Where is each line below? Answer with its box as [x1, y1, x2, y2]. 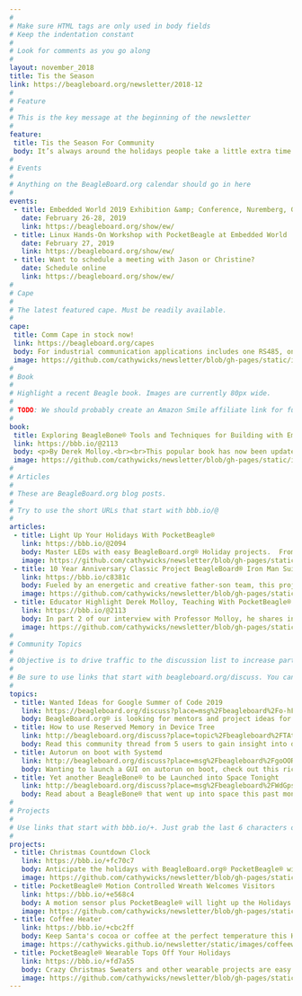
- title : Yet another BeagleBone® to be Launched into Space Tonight [13, 773, 280, 782]
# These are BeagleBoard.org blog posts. [9, 489, 167, 498]
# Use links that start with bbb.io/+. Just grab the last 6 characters [9, 823, 288, 832]
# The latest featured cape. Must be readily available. [9, 305, 227, 314]
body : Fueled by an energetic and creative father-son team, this [21, 581, 276, 590]
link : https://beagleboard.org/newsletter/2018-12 [9, 80, 203, 89]
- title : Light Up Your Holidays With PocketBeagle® [13, 531, 216, 540]
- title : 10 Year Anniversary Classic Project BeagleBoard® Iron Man [13, 564, 280, 573]
